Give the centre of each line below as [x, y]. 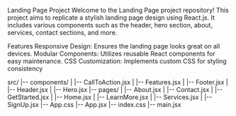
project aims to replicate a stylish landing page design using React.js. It [111, 18]
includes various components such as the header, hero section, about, [110, 25]
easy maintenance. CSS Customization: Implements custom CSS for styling [117, 61]
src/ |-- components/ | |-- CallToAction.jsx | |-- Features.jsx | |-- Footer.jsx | [118, 82]
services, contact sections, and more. [62, 32]
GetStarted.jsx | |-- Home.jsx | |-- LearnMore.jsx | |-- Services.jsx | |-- [110, 97]
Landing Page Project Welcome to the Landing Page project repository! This [118, 10]
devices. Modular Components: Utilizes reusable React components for [111, 53]
